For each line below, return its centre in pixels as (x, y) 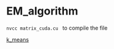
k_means (18, 39)
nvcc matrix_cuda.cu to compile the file (57, 28)
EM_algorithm (42, 11)
